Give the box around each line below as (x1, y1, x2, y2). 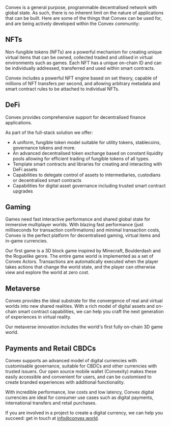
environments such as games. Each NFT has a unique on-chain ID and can (5, 60, 162, 66)
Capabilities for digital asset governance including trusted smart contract (12, 182, 166, 189)
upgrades (12, 188, 33, 194)
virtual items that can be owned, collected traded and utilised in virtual (5, 54, 153, 60)
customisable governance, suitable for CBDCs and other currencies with (5, 363, 157, 369)
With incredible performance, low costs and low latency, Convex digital (5, 389, 154, 395)
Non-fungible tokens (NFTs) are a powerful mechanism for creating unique (5, 48, 162, 55)
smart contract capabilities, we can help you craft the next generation (17, 308, 164, 315)
